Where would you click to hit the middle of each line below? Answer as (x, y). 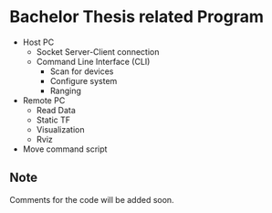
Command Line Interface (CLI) (93, 61)
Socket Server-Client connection (98, 51)
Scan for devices (82, 71)
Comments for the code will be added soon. (92, 199)
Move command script (65, 149)
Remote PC (44, 100)
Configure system (84, 80)
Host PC (38, 42)
